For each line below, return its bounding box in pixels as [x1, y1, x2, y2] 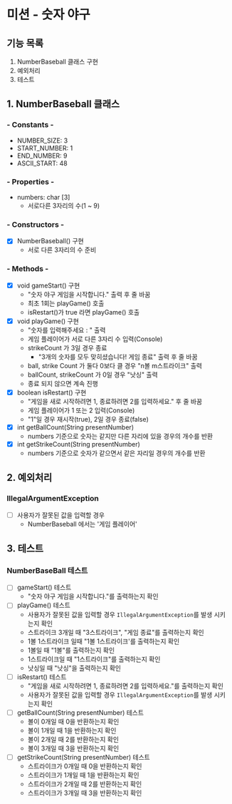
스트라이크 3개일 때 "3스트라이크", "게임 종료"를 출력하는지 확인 [27, 628, 204, 636]
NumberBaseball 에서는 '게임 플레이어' [27, 519, 137, 528]
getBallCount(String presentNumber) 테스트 [16, 708, 144, 717]
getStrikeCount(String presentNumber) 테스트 [16, 753, 150, 761]
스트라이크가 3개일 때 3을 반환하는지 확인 [27, 788, 142, 797]
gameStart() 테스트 [16, 583, 72, 592]
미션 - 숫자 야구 [6, 6, 90, 23]
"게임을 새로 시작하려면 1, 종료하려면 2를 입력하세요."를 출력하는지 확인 [27, 681, 223, 690]
